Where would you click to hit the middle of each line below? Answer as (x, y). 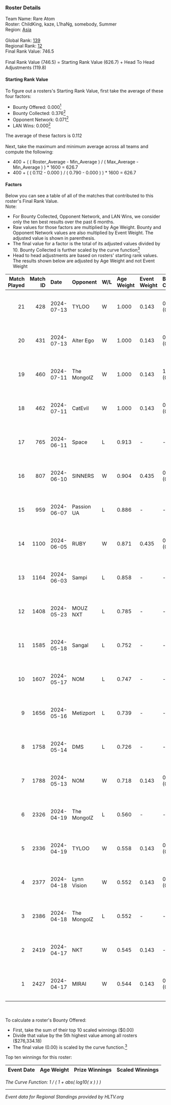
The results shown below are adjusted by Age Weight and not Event (84, 261)
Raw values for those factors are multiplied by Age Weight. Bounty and (87, 227)
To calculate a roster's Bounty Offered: (46, 1020)
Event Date (21, 1070)
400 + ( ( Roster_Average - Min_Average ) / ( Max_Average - (76, 162)
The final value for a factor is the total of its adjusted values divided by (86, 244)
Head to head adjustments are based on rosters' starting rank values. (85, 255)
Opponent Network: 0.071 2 (40, 119)
